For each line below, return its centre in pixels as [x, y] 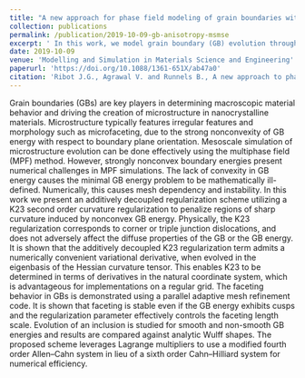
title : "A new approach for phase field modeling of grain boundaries [146, 18]
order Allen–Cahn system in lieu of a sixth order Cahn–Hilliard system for [145, 353]
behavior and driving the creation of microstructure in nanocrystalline [139, 112]
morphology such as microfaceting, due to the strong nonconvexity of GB [147, 132]
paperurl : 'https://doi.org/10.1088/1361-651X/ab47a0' [115, 69]
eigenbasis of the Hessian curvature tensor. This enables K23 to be [135, 267]
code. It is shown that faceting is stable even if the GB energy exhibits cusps [152, 305]
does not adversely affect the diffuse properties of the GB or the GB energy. [151, 238]
